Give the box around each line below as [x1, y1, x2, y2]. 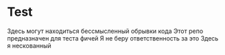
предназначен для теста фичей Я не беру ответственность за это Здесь [7, 34, 219, 42]
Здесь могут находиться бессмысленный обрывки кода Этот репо [7, 27, 204, 35]
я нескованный [7, 41, 51, 49]
